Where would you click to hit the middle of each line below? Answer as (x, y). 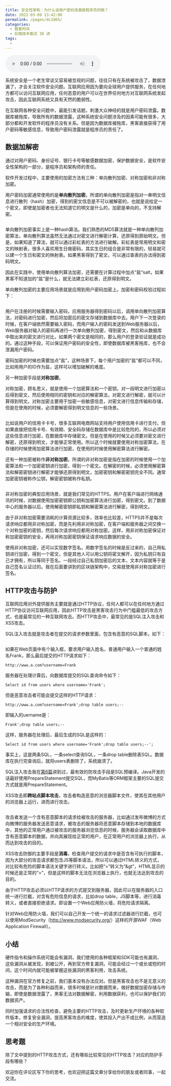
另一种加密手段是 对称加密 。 (34, 377)
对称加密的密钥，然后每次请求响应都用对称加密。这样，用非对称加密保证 (85, 530)
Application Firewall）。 (29, 927)
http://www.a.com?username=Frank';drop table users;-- (65, 705)
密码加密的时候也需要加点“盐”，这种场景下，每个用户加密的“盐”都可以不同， (85, 360)
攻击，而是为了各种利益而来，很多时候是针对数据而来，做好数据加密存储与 (83, 987)
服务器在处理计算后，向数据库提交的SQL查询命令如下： (63, 676)
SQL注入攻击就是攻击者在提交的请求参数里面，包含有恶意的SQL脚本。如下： (85, 634)
